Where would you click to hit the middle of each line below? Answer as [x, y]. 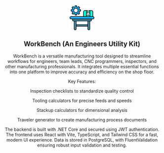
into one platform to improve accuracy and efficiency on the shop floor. [82, 72]
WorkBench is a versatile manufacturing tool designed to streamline [82, 56]
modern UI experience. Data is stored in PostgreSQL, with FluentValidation [82, 140]
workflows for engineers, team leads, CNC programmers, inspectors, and [82, 61]
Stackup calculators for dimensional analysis [82, 110]
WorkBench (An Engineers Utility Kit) [82, 44]
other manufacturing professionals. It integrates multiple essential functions [82, 66]
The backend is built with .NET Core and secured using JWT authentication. [82, 129]
